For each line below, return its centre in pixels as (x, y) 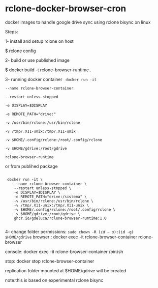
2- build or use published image (37, 60)
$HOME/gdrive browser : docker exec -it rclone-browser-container (71, 237)
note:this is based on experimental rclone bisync (54, 280)
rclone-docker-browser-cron (66, 9)
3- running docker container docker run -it (51, 79)
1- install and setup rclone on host (39, 41)
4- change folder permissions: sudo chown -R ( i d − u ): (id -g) (69, 231)
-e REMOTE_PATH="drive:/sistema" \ (50, 197)
